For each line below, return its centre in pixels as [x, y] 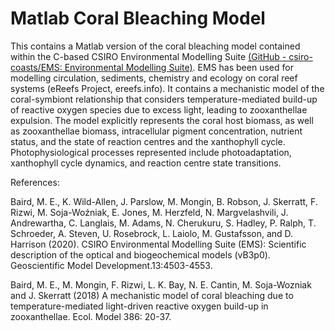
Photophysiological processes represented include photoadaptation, [151, 152]
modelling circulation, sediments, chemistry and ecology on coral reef [154, 78]
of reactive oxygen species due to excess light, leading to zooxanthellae [159, 109]
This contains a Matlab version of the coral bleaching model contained [155, 46]
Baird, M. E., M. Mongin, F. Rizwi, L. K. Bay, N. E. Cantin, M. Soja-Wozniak [161, 284]
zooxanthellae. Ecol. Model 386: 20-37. [91, 316]
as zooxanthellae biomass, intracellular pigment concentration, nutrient [156, 131]
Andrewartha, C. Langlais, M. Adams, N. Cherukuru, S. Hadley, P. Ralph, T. [163, 223]
